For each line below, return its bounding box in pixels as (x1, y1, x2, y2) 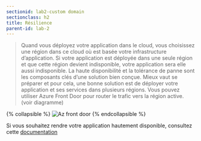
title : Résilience (6, 20, 52, 26)
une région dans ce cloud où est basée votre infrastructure (20, 48, 167, 56)
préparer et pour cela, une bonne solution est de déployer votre (20, 80, 178, 87)
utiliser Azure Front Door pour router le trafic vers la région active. (20, 93, 184, 100)
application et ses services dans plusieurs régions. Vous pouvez (20, 86, 180, 93)
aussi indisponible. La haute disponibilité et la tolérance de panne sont (20, 67, 195, 75)
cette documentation (6, 128, 58, 136)
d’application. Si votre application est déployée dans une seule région (20, 54, 193, 62)
